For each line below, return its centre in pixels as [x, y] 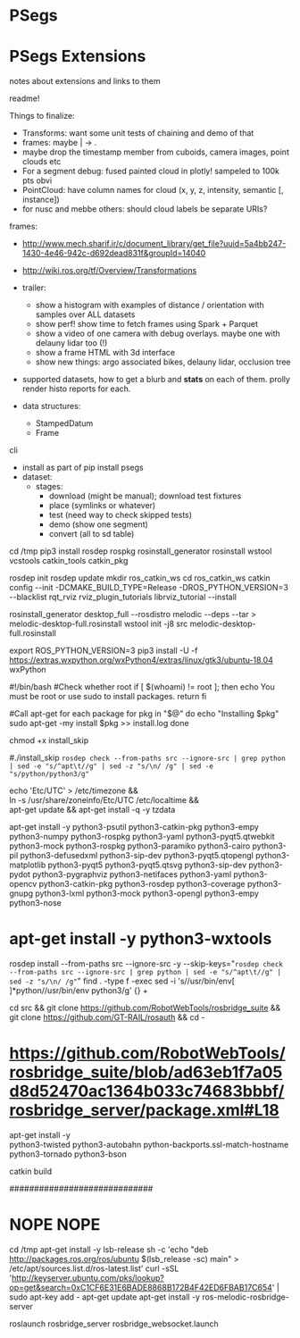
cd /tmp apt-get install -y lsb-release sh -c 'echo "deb [109, 1249]
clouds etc [42, 162]
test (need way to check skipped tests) [121, 515]
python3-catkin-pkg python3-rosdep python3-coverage [142, 884]
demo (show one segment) [99, 524]
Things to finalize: [42, 116]
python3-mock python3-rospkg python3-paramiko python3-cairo [130, 846]
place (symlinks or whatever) [102, 506]
